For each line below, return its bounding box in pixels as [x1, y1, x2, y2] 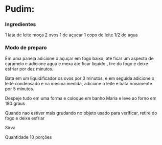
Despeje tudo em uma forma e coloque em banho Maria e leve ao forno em [5, 95, 157, 101]
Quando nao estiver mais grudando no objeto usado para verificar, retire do [5, 110, 158, 116]
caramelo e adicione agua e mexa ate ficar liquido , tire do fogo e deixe [5, 60, 148, 67]
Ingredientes [5, 21, 36, 28]
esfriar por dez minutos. [5, 66, 54, 72]
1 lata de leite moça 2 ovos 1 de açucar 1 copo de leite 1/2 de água [5, 32, 138, 38]
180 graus [5, 100, 25, 106]
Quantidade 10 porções [5, 134, 52, 140]
